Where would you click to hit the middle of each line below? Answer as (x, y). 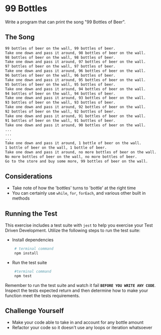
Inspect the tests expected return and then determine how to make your (77, 290)
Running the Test (31, 213)
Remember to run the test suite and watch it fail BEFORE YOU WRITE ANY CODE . (80, 285)
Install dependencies (33, 240)
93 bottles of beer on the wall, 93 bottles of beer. (60, 102)
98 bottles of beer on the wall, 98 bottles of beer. (60, 57)
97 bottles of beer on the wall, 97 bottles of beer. (60, 67)
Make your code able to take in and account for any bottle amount (78, 322)
